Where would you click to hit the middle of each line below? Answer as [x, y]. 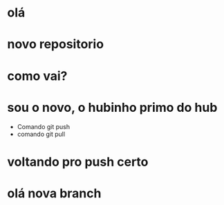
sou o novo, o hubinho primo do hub [112, 107]
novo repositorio [56, 45]
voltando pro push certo [78, 162]
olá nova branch [54, 193]
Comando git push [44, 126]
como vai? [37, 76]
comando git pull [41, 134]
